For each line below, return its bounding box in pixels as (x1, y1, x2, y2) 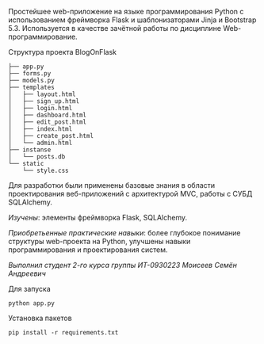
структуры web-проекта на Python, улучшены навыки (8, 237, 191, 246)
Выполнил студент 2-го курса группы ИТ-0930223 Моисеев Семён (8, 261, 238, 269)
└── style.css (22, 166, 69, 174)
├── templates (8, 83, 55, 91)
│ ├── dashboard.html (8, 111, 87, 119)
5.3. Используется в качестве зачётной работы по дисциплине (8, 24, 222, 32)
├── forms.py (8, 70, 52, 78)
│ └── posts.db (8, 153, 66, 161)
